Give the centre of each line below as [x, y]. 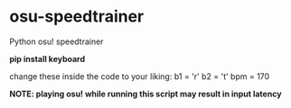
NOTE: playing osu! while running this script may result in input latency [145, 94]
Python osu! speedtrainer [56, 41]
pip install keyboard [47, 58]
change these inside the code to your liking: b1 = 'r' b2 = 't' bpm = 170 [140, 76]
